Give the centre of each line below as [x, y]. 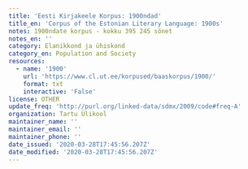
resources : [27, 62]
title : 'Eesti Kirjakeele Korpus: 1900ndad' [85, 16]
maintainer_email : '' [45, 129]
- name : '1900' [41, 69]
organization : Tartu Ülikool [58, 115]
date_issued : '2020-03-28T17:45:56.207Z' [80, 144]
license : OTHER [34, 99]
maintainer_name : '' [44, 122]
